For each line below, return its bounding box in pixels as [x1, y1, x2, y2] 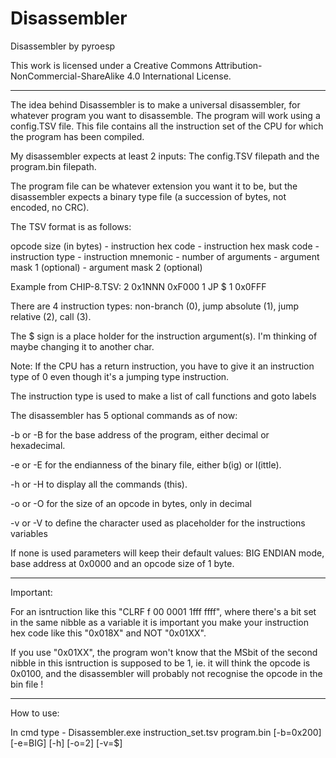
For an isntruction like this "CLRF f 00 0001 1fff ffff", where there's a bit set [10, 605, 317, 617]
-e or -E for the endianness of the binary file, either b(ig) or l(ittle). [10, 458, 282, 471]
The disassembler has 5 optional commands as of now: [10, 409, 238, 421]
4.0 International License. [126, 70, 232, 82]
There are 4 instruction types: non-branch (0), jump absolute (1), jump [10, 300, 300, 312]
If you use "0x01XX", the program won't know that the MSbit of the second [10, 646, 318, 658]
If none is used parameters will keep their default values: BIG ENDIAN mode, [10, 547, 325, 559]
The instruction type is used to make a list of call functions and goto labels [10, 390, 317, 402]
